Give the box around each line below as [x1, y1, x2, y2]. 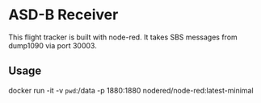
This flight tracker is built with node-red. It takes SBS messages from [8, 32, 238, 42]
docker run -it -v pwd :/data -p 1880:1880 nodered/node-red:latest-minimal [8, 85, 254, 95]
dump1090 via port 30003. [8, 40, 97, 50]
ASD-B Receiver [8, 6, 119, 24]
